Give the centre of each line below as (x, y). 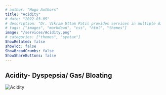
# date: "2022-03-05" (27, 19)
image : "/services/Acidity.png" (38, 32)
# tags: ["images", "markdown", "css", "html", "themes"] (66, 28)
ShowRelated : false (25, 42)
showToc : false (21, 46)
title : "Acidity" (23, 14)
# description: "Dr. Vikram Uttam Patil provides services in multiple (80, 23)
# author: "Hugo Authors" (32, 10)
